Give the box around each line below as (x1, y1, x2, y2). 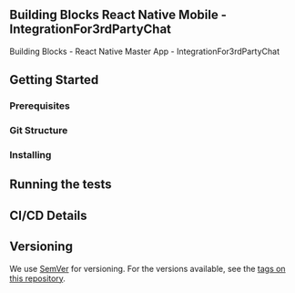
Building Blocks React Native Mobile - (9, 7, 228, 23)
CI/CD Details (9, 207, 88, 223)
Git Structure (9, 124, 68, 137)
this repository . (9, 273, 66, 284)
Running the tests (9, 177, 112, 193)
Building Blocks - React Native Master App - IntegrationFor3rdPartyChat (9, 46, 280, 57)
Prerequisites (9, 99, 70, 112)
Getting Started (9, 72, 99, 88)
